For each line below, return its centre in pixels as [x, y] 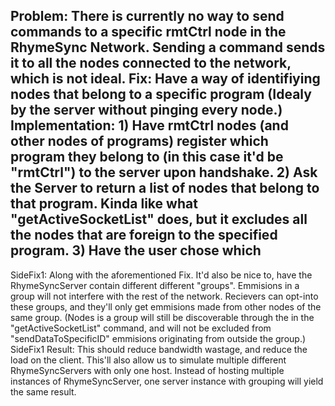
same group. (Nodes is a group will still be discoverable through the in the [162, 317]
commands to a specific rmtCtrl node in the [148, 32]
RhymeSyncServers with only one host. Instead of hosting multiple [147, 370]
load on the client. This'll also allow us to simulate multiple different [148, 360]
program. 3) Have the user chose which [136, 250]
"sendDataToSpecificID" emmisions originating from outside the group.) [158, 338]
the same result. [43, 391]
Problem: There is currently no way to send [147, 16]
